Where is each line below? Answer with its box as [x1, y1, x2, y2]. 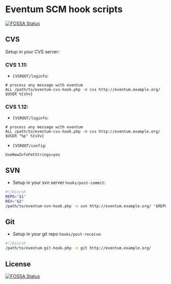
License [5, 260, 31, 268]
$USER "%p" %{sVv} [5, 134, 44, 139]
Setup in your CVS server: [5, 48, 60, 54]
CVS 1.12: [5, 103, 29, 110]
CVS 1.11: [5, 61, 28, 68]
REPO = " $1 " [5, 194, 26, 199]
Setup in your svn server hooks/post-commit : [12, 179, 106, 186]
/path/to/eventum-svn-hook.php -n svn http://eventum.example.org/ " [5, 203, 156, 209]
